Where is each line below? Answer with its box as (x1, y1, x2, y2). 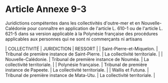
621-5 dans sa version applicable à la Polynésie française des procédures (5, 30, 158, 36)
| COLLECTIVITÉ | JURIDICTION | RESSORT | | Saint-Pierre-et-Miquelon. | (5, 45, 158, 51)
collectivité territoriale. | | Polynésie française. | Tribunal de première (5, 61, 147, 67)
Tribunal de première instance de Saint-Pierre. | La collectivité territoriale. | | (5, 51, 163, 57)
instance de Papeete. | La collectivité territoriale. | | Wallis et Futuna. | (5, 66, 149, 73)
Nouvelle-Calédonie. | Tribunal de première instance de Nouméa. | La (5, 56, 149, 62)
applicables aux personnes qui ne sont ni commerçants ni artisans (5, 36, 142, 42)
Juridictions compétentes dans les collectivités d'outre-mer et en (5, 20, 140, 26)
